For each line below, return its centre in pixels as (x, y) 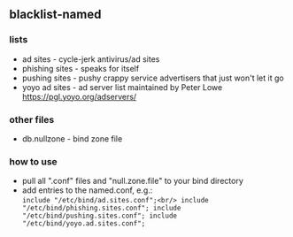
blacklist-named (55, 15)
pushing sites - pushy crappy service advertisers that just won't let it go (153, 78)
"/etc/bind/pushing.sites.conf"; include (99, 216)
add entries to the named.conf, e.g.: (87, 190)
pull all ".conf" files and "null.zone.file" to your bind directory (132, 181)
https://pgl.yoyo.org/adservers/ (79, 96)
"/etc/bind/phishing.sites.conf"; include (101, 208)
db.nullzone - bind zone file (72, 138)
